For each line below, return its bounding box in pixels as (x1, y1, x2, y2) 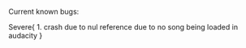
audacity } (8, 31, 43, 40)
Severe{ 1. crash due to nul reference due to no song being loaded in (8, 22, 238, 31)
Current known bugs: (8, 7, 80, 16)
